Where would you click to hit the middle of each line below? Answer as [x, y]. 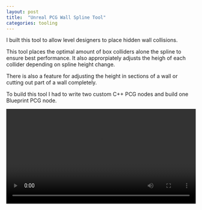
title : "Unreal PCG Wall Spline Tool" [56, 17]
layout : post [23, 12]
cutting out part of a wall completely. [52, 82]
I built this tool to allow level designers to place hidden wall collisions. [92, 40]
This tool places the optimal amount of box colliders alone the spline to [94, 52]
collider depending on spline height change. [61, 64]
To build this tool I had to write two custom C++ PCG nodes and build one [97, 94]
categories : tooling [32, 23]
